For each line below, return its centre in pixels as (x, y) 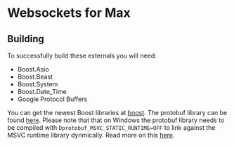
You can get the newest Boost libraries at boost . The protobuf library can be (117, 113)
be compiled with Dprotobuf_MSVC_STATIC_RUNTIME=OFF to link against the (111, 127)
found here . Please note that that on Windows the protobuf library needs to (116, 120)
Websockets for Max (69, 13)
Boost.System (38, 84)
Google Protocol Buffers (52, 99)
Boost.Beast (35, 77)
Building (26, 39)
